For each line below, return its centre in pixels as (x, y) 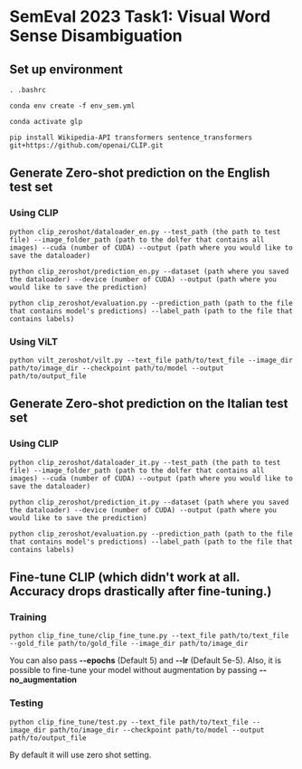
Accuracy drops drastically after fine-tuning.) (141, 591)
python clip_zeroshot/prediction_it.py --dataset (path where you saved (149, 502)
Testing (26, 703)
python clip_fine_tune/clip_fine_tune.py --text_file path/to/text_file (149, 636)
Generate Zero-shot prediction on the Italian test (149, 404)
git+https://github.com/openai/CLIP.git (87, 146)
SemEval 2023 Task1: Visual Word (140, 17)
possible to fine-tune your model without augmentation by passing (133, 670)
